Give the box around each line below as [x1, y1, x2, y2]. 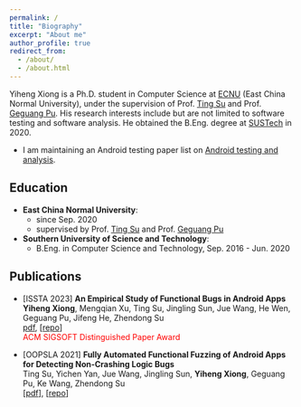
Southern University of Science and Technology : [22, 232, 210, 244]
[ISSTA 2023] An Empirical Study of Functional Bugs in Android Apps [22, 293, 287, 304]
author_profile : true [9, 38, 91, 48]
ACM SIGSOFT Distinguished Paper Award [22, 331, 181, 342]
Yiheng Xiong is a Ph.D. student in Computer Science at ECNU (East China [9, 88, 287, 99]
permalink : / [9, 13, 59, 23]
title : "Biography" [9, 22, 83, 31]
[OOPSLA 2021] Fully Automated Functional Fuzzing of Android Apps [22, 349, 287, 360]
